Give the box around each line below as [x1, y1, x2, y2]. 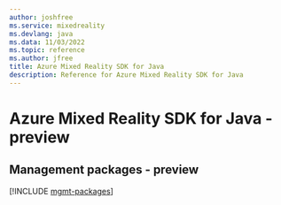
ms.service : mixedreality [9, 21, 105, 30]
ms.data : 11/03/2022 [9, 37, 86, 47]
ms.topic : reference [9, 46, 86, 55]
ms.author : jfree [9, 54, 74, 63]
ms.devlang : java [9, 29, 74, 38]
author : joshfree [9, 12, 74, 22]
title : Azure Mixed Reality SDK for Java [9, 63, 165, 72]
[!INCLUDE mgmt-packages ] [9, 186, 113, 196]
